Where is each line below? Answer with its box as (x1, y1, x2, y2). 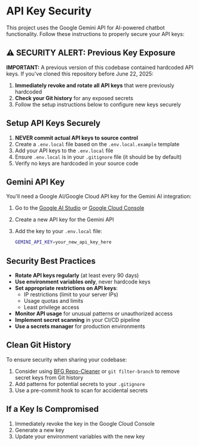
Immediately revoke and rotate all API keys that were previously (14, 82, 174, 89)
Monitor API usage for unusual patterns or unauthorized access (14, 310, 173, 317)
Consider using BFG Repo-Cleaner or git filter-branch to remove (14, 367, 180, 375)
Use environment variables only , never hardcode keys (14, 278, 151, 285)
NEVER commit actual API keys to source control (14, 134, 139, 141)
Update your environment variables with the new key (14, 433, 145, 440)
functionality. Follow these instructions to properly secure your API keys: (6, 30, 185, 37)
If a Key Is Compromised (6, 404, 99, 414)
